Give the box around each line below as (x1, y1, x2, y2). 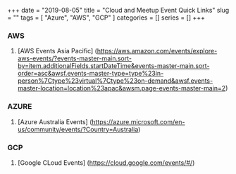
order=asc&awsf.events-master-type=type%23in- (17, 69, 164, 78)
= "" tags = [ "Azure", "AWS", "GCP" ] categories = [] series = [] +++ (7, 13, 206, 22)
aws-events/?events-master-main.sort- (17, 54, 132, 62)
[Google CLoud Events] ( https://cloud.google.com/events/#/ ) (17, 158, 195, 167)
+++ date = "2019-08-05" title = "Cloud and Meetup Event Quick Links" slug (7, 6, 230, 14)
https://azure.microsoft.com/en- (91, 117, 185, 126)
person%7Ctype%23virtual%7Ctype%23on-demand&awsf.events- (17, 76, 213, 85)
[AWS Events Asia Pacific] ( (17, 47, 97, 55)
